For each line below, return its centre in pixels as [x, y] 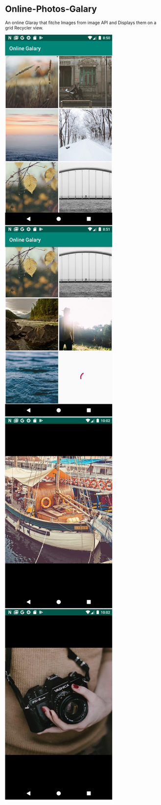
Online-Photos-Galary [51, 9]
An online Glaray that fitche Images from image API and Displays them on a [81, 23]
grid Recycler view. [24, 27]
